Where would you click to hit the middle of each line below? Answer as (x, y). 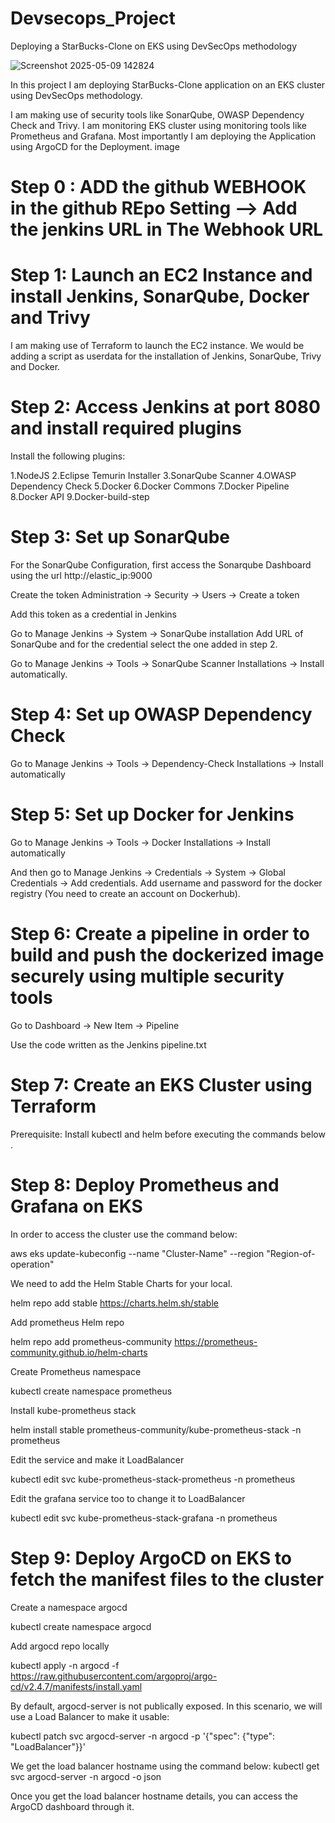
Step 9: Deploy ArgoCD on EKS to (151, 1558)
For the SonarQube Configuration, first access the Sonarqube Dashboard (161, 564)
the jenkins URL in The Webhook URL (167, 229)
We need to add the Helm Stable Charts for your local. (121, 1283)
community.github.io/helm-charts (79, 1352)
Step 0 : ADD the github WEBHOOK (158, 187)
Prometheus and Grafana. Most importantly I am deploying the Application (163, 136)
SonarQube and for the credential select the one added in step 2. (144, 644)
